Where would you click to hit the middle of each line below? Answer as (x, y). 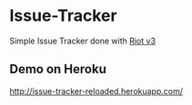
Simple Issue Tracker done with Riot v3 (83, 41)
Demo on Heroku (58, 69)
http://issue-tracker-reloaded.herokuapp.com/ (96, 91)
